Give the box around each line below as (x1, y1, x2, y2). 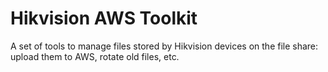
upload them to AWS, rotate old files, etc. (10, 50, 180, 62)
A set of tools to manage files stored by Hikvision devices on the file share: (10, 40, 319, 52)
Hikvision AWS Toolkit (10, 7, 198, 30)
